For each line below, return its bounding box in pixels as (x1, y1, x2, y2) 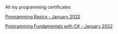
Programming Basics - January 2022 (5, 14, 81, 19)
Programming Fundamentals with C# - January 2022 (5, 23, 113, 29)
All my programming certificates (5, 4, 71, 10)
